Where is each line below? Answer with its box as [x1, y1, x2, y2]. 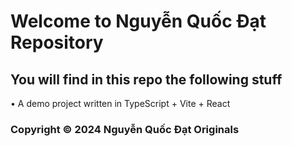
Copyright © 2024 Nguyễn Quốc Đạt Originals [10, 122, 240, 136]
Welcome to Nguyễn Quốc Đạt [10, 10, 267, 33]
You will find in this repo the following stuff [10, 71, 283, 88]
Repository [10, 31, 104, 54]
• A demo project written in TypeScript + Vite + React [10, 98, 231, 109]
